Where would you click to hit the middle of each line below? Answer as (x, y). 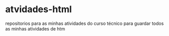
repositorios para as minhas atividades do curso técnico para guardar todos (84, 23)
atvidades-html (39, 9)
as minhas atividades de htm (35, 28)
